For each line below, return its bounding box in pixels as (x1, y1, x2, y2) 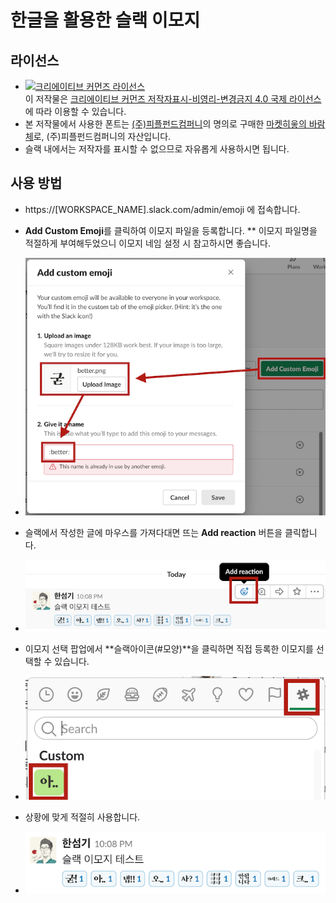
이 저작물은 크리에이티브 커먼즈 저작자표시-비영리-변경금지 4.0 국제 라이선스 (24, 93, 322, 105)
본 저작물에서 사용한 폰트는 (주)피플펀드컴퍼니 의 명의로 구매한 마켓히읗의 (24, 118, 307, 130)
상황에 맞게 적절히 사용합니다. (24, 811, 141, 823)
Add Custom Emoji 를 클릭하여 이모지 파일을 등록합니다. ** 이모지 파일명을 (24, 224, 318, 236)
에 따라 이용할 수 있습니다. (24, 106, 127, 117)
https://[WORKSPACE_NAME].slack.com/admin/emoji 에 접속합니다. (24, 203, 301, 215)
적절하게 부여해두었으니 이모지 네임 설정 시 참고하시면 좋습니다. (24, 237, 272, 249)
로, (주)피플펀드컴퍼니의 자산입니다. (33, 131, 172, 142)
